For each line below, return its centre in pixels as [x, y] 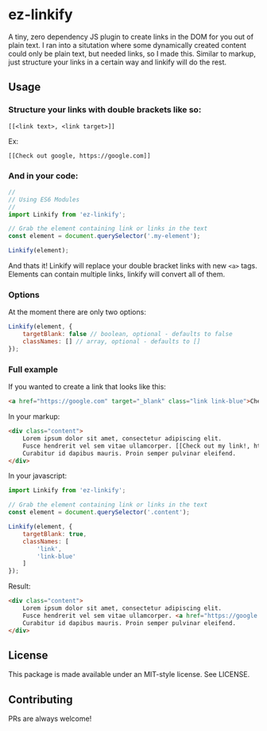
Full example [33, 369]
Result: [19, 586]
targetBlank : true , [55, 534]
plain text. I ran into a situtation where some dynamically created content [127, 45]
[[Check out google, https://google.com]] [79, 156]
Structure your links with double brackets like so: [105, 110]
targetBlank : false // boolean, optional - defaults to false [128, 334]
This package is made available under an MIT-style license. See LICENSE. [129, 674]
